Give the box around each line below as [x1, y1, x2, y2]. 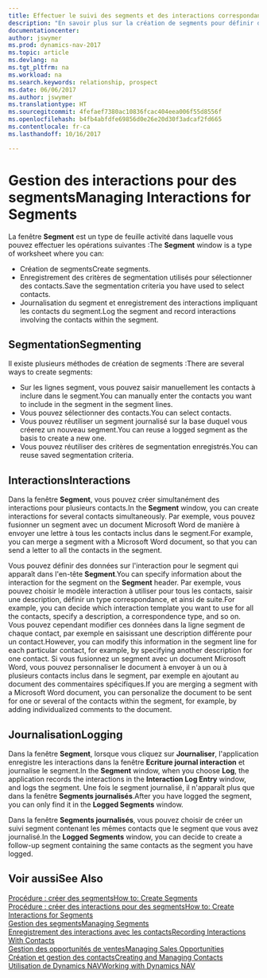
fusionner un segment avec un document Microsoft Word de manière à [8, 520, 240, 530]
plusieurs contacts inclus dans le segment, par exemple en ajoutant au [8, 671, 239, 681]
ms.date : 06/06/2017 [8, 85, 77, 94]
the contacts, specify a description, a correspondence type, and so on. [8, 612, 241, 621]
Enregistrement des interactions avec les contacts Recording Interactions [8, 927, 246, 937]
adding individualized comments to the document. [8, 705, 172, 714]
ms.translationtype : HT [8, 100, 87, 108]
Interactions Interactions [8, 473, 131, 487]
